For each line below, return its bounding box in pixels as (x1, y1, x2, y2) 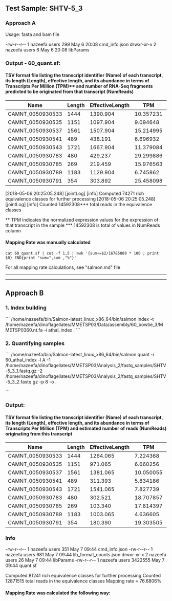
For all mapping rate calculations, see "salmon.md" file (5, 264, 121, 270)
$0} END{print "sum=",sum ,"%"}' (5, 256, 77, 261)
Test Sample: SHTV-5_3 (5, 4, 83, 13)
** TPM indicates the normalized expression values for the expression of (5, 216, 159, 223)
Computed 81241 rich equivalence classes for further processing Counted (5, 573, 161, 579)
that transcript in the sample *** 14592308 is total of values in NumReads (5, 222, 160, 228)
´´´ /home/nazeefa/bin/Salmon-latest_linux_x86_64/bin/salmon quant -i (5, 352, 155, 357)
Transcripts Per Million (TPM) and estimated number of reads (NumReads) (5, 425, 167, 431)
